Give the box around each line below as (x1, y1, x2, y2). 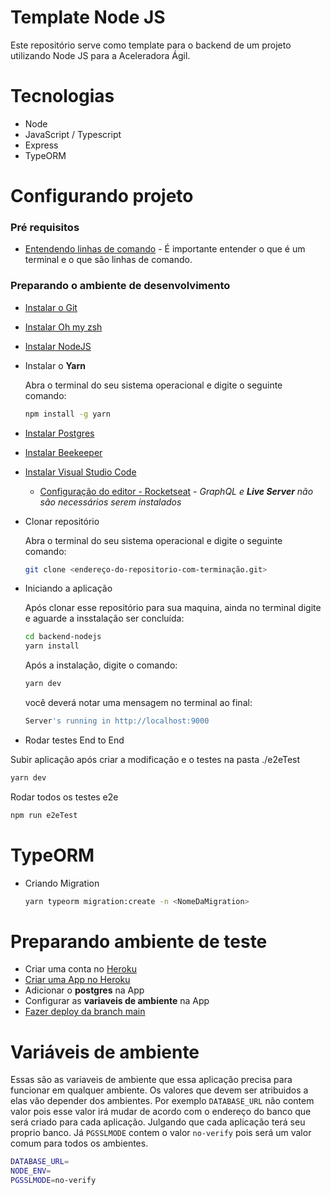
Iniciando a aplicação (24, 582, 113, 595)
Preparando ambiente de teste (10, 930, 268, 953)
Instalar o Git (24, 301, 78, 313)
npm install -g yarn (24, 409, 111, 419)
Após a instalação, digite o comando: (24, 659, 178, 671)
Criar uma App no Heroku (24, 974, 131, 986)
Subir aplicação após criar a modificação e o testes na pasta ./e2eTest (10, 753, 301, 765)
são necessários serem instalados (39, 496, 182, 508)
